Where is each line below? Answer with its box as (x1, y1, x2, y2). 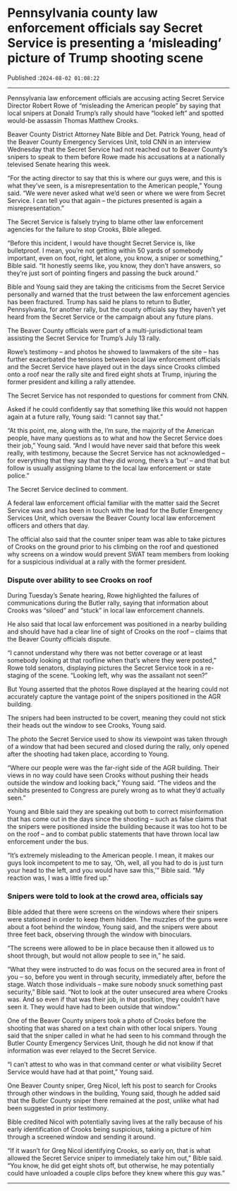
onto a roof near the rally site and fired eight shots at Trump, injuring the (7, 370, 217, 378)
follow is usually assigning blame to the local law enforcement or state (7, 463, 212, 472)
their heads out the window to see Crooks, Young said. (7, 721, 167, 730)
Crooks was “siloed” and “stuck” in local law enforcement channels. (7, 606, 205, 615)
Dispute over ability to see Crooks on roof (7, 575, 153, 585)
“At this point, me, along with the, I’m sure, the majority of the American (7, 426, 215, 434)
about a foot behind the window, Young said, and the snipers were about (7, 922, 219, 931)
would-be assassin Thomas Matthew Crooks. (7, 116, 139, 124)
